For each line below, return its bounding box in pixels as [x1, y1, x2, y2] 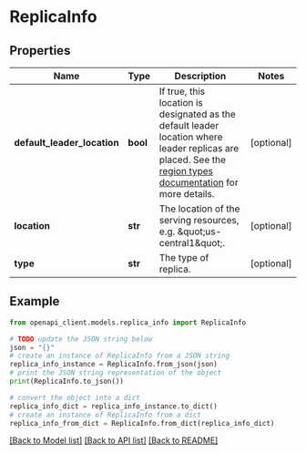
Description [174, 70, 227, 82]
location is [158, 97, 203, 108]
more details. [158, 188, 215, 200]
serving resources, [158, 214, 240, 226]
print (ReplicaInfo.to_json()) [9, 377, 125, 387]
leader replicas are [158, 142, 240, 154]
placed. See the [158, 153, 226, 166]
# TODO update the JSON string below [9, 335, 153, 344]
